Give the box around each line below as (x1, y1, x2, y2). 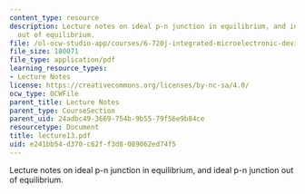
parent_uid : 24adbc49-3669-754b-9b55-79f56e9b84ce (9, 114, 205, 123)
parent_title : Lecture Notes (9, 97, 120, 107)
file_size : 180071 (9, 47, 79, 56)
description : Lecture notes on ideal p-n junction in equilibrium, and (9, 22, 286, 31)
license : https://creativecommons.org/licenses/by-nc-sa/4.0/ (9, 81, 250, 90)
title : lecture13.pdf (9, 131, 92, 141)
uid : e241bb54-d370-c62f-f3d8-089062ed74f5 (9, 140, 177, 149)
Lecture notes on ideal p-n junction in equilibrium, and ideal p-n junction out (9, 164, 294, 175)
